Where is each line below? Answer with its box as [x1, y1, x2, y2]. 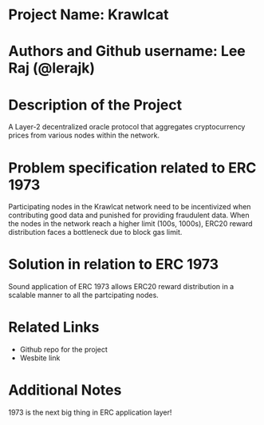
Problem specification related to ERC [8, 158, 257, 177]
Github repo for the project [19, 345, 108, 355]
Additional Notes [8, 381, 122, 399]
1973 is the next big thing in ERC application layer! [8, 407, 172, 417]
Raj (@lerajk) [8, 59, 96, 77]
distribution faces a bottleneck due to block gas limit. [8, 228, 183, 237]
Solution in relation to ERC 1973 [8, 256, 219, 273]
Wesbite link [19, 353, 61, 363]
